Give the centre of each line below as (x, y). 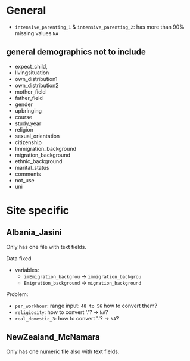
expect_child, (31, 66)
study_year (28, 123)
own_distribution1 (36, 79)
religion (24, 129)
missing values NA (36, 33)
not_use (24, 180)
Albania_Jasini (34, 233)
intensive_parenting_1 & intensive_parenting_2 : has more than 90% (99, 27)
